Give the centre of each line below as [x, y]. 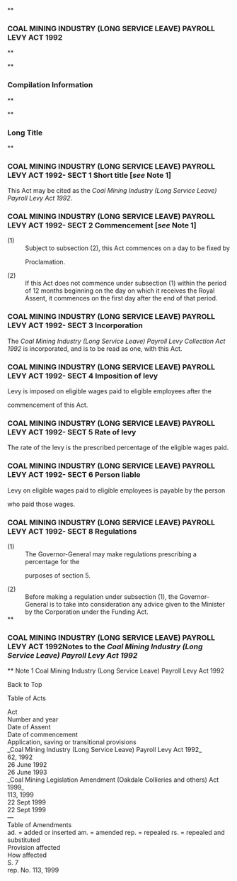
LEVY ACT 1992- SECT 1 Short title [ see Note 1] [89, 175]
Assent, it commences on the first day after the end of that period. [121, 298]
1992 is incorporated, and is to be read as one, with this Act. [95, 348]
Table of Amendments [40, 825]
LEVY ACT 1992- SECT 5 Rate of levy [72, 432]
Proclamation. [45, 262]
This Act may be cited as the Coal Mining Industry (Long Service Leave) [112, 191]
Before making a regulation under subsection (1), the [102, 596]
